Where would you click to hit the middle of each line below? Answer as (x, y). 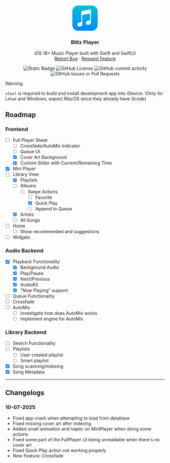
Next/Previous (35, 279)
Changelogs (25, 393)
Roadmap (21, 115)
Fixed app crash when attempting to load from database (71, 418)
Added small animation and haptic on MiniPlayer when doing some (82, 429)
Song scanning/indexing (38, 366)
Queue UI (30, 152)
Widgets (21, 237)
